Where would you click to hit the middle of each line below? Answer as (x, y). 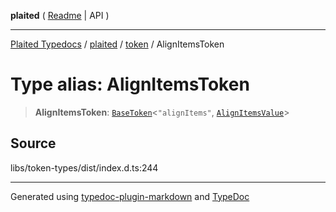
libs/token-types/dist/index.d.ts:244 (84, 167)
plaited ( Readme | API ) (60, 15)
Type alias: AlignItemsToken (130, 84)
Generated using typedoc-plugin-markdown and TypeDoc (130, 196)
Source (33, 143)
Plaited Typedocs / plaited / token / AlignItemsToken (117, 44)
